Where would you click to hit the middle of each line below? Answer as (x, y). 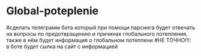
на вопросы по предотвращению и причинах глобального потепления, (97, 33)
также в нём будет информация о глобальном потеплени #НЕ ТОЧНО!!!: (99, 40)
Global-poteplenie (52, 11)
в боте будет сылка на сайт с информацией (62, 46)
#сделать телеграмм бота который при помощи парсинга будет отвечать (101, 27)
